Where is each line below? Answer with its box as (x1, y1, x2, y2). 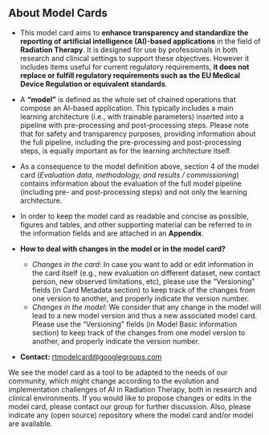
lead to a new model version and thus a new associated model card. (31, 310, 258, 320)
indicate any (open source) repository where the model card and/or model (8, 410, 254, 420)
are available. (8, 418, 53, 429)
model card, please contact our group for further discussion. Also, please (8, 401, 251, 411)
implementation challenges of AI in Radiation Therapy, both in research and (8, 384, 257, 394)
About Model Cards (8, 6, 108, 20)
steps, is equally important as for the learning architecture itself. (19, 146, 231, 155)
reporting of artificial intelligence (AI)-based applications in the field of (19, 36, 261, 46)
